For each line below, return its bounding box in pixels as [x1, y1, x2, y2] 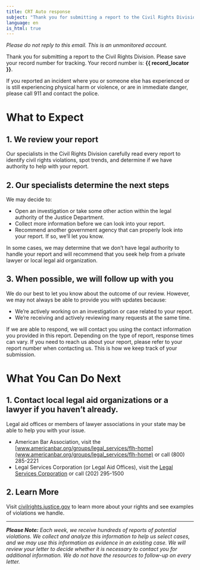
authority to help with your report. [6, 163, 89, 170]
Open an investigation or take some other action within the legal [14, 208, 171, 215]
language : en [6, 20, 39, 26]
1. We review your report [6, 134, 99, 145]
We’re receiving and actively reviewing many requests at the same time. [14, 314, 191, 321]
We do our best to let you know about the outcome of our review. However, [6, 290, 190, 297]
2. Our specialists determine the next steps [6, 180, 170, 190]
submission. [6, 350, 36, 358]
